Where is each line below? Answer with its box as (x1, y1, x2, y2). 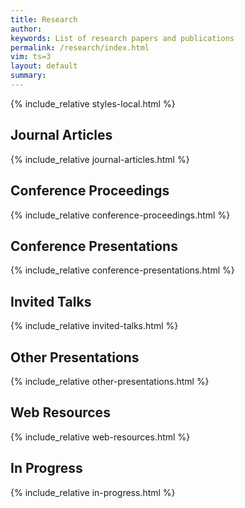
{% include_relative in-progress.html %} (10, 486, 176, 498)
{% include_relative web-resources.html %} (10, 431, 191, 443)
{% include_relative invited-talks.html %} (10, 320, 179, 332)
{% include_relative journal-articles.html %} (10, 153, 190, 165)
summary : (10, 71, 47, 81)
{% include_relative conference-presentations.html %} (10, 264, 235, 276)
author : (10, 24, 43, 34)
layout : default (10, 61, 78, 71)
